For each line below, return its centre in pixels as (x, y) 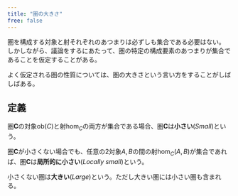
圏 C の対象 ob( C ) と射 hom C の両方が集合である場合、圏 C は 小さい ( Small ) (111, 127)
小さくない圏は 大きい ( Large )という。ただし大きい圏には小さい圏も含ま (111, 176)
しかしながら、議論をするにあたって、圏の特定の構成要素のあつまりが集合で (119, 50)
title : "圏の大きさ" (35, 14)
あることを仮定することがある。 (54, 59)
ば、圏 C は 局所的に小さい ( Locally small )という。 (78, 161)
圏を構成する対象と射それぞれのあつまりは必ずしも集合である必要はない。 (116, 42)
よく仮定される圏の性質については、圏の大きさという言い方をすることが (113, 75)
